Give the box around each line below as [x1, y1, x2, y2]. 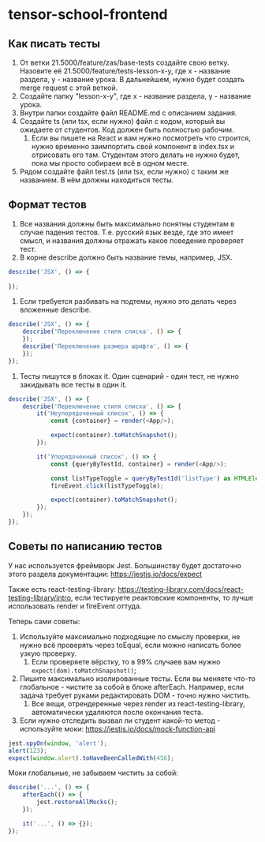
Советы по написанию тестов [8, 540, 162, 553]
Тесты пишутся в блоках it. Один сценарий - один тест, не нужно [19, 371, 239, 380]
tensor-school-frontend [8, 6, 168, 24]
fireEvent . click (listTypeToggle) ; [50, 481, 164, 490]
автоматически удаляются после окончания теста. [31, 707, 203, 717]
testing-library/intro [8, 593, 72, 602]
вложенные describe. [19, 305, 91, 315]
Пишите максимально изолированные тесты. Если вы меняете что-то [19, 673, 256, 683]
